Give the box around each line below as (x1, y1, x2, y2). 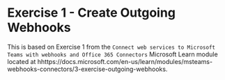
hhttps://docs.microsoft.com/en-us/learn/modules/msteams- (37, 57, 213, 65)
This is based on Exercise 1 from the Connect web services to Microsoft (7, 42, 216, 51)
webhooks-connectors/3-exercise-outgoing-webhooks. (7, 65, 168, 73)
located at (7, 57, 36, 65)
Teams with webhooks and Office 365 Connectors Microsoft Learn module (7, 50, 218, 58)
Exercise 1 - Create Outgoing (7, 5, 176, 21)
